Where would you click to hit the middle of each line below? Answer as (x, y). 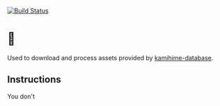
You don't (21, 96)
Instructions (34, 80)
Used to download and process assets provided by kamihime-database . (110, 58)
